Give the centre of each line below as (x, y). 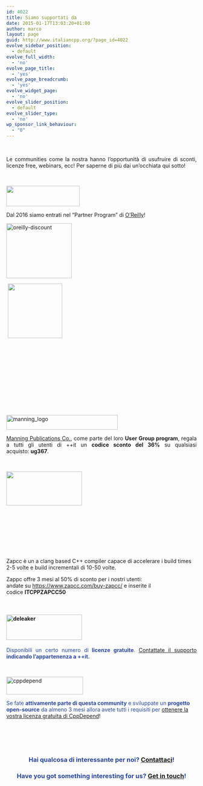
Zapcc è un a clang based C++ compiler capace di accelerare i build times (99, 561)
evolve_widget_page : (32, 91)
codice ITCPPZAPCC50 (36, 592)
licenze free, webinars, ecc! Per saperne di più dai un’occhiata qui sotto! (96, 165)
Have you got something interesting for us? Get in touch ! (101, 776)
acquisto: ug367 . (28, 451)
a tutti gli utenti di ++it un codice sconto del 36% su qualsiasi (101, 445)
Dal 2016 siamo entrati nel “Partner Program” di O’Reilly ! (76, 215)
